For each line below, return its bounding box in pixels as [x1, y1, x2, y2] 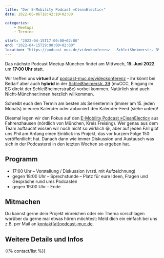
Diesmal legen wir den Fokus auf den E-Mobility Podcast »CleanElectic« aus [5, 115, 159, 121]
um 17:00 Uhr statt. [5, 66, 44, 72]
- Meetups [14, 25, 34, 30]
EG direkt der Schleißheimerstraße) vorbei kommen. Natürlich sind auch [5, 86, 150, 92]
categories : [5, 20, 29, 25]
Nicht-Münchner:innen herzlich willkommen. [5, 91, 94, 97]
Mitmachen [5, 198, 41, 206]
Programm [5, 155, 38, 163]
